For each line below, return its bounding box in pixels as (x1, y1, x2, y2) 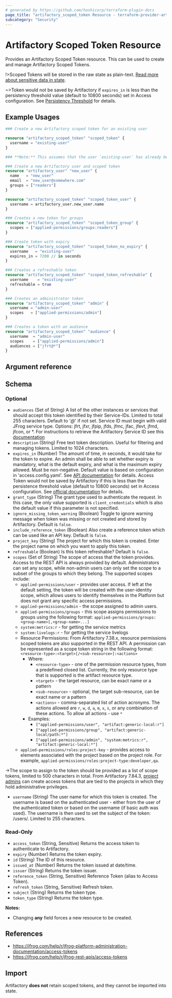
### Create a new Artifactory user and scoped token (5, 164, 120, 169)
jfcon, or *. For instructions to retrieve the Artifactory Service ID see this (12, 429, 164, 435)
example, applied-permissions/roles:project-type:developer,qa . (20, 758, 160, 764)
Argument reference (5, 362, 72, 371)
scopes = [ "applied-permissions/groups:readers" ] (10, 225, 118, 231)
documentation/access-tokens (12, 948, 78, 955)
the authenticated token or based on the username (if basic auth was (12, 804, 159, 811)
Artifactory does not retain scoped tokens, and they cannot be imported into (5, 983, 166, 989)
